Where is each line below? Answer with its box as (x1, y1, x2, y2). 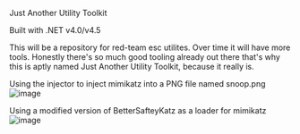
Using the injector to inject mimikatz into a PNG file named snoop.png (9, 79, 266, 88)
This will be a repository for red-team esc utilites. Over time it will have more (9, 42, 291, 53)
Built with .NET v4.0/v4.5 (9, 25, 101, 35)
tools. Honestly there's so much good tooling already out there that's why (9, 52, 280, 62)
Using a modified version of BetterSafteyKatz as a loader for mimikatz (9, 105, 267, 115)
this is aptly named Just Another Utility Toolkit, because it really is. (9, 62, 255, 71)
